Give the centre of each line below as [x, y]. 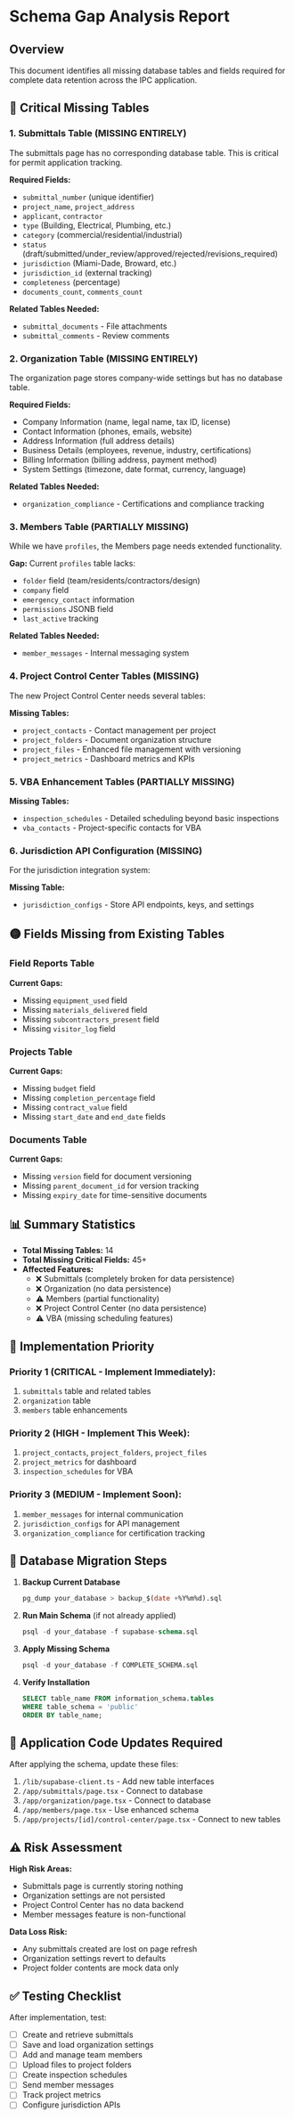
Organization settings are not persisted [94, 1895]
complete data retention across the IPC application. [103, 80]
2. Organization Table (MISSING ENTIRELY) [104, 358]
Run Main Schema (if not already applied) [99, 1616]
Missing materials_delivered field [85, 1009]
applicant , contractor [62, 216]
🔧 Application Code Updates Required [116, 1743]
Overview [37, 49]
